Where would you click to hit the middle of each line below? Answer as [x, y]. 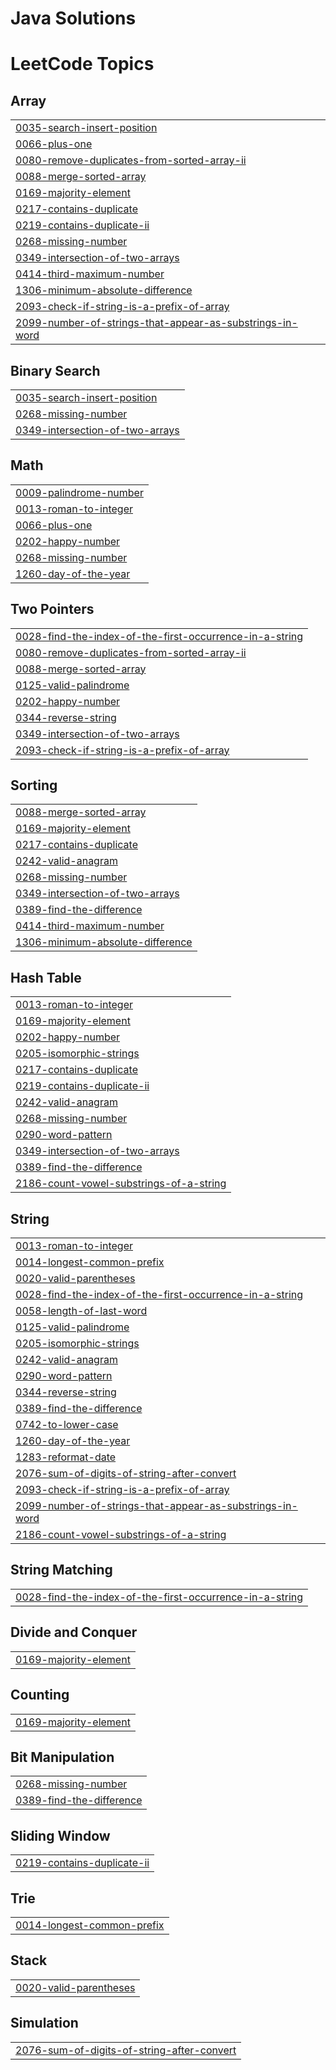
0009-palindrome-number [79, 492]
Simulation [44, 2023]
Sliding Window [60, 1835]
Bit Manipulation [62, 1757]
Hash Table [46, 977]
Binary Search [55, 370]
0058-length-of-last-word [81, 1311]
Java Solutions [73, 18]
